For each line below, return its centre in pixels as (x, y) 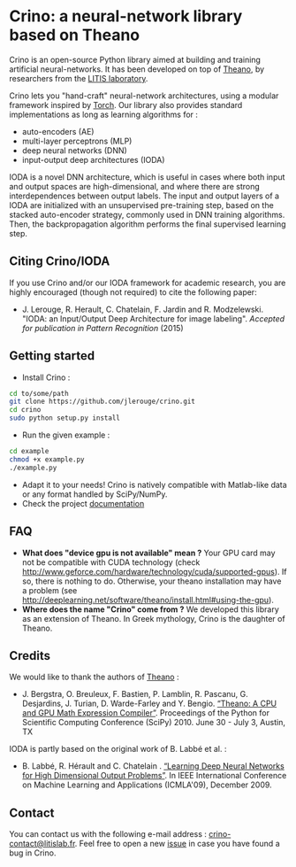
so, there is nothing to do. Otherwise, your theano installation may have (152, 581)
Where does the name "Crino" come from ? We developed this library (151, 609)
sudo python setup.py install (65, 418)
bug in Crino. (33, 853)
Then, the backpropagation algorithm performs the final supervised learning (148, 224)
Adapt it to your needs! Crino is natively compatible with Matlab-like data (154, 484)
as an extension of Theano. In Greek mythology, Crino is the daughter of (153, 618)
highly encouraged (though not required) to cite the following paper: (133, 292)
